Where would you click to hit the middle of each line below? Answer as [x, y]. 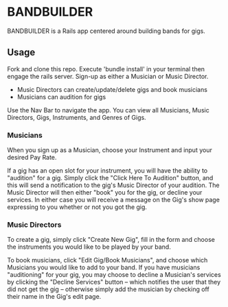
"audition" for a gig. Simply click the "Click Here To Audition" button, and [110, 178]
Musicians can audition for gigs [61, 97]
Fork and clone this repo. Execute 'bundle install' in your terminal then [106, 69]
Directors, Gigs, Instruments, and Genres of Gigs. [77, 117]
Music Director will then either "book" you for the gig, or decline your [105, 193]
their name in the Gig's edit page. [54, 297]
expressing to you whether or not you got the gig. [77, 207]
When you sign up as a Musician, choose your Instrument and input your [110, 150]
